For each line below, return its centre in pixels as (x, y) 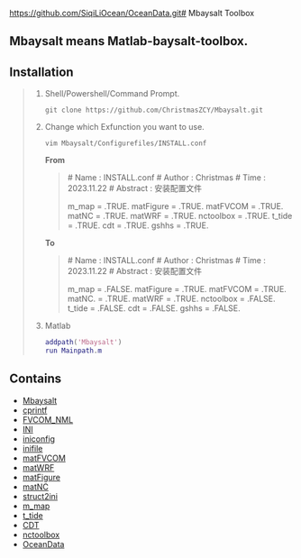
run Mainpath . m (73, 351)
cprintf (35, 410)
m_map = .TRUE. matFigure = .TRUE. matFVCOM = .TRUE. (175, 206)
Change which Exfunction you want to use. (124, 127)
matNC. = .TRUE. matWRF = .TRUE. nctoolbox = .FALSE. (171, 299)
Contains (35, 379)
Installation (41, 72)
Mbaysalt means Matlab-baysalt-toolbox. (129, 41)
